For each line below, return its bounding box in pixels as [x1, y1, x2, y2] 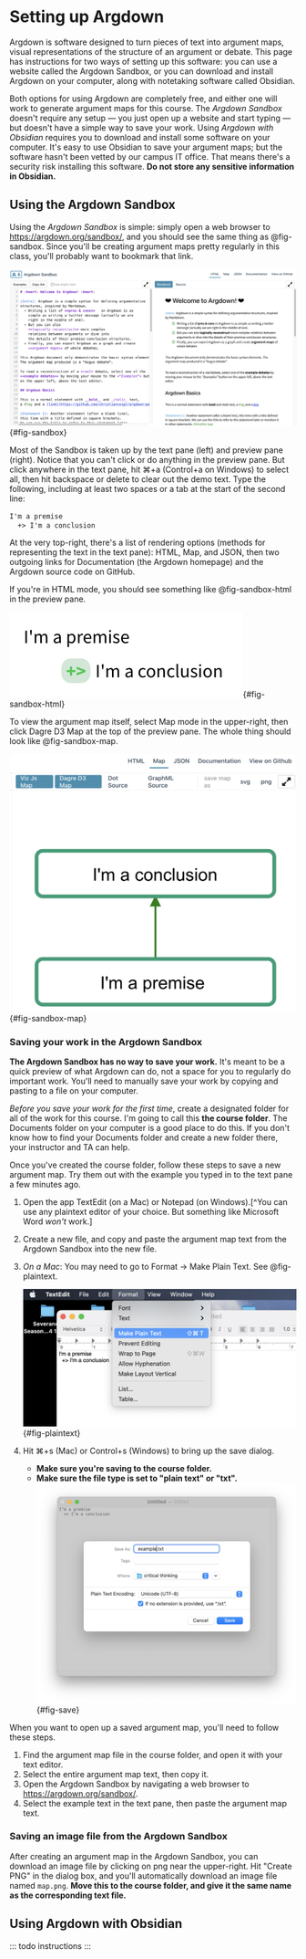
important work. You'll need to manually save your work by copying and [9, 1075, 279, 1087]
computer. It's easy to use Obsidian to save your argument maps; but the [9, 141, 283, 152]
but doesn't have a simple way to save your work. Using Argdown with [9, 121, 274, 133]
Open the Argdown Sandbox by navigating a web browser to [22, 1778, 250, 1789]
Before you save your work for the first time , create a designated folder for [9, 1103, 290, 1115]
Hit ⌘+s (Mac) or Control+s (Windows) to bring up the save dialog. [22, 1445, 275, 1456]
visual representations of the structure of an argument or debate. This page [9, 46, 293, 57]
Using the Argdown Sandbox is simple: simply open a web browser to [9, 221, 270, 232]
